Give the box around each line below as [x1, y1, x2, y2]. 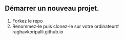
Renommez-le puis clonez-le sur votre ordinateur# [12, 23, 119, 29]
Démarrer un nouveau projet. [5, 4, 99, 13]
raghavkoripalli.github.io [12, 28, 64, 35]
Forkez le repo [12, 17, 43, 24]
